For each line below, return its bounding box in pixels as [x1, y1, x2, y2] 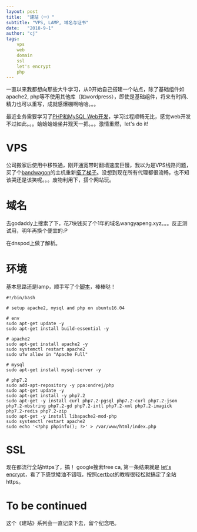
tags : [6, 36, 19, 42]
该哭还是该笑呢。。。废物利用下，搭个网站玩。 [6, 176, 115, 183]
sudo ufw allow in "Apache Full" [6, 352, 88, 358]
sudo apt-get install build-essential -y [6, 326, 109, 332]
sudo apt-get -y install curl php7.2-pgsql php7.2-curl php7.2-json [6, 398, 178, 404]
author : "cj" [6, 31, 38, 37]
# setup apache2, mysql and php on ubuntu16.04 [6, 305, 125, 311]
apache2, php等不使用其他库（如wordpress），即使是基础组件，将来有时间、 [6, 93, 192, 100]
